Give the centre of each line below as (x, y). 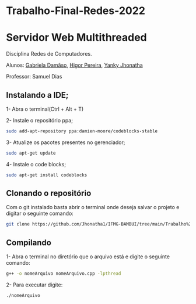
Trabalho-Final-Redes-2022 (76, 11)
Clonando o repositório (49, 193)
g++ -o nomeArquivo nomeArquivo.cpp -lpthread (64, 274)
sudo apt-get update (31, 153)
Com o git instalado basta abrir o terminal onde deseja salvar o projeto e (93, 207)
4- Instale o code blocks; (36, 164)
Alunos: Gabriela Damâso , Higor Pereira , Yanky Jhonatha (74, 65)
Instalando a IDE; (37, 95)
